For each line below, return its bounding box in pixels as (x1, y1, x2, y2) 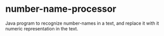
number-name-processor (5, 3, 116, 15)
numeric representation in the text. (5, 25, 78, 31)
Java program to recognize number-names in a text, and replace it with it (5, 20, 159, 26)
